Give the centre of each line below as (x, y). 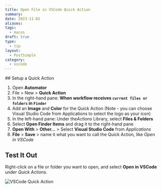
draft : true (17, 37)
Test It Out (21, 155)
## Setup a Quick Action (30, 78)
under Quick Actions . (26, 172)
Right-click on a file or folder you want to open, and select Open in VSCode (81, 166)
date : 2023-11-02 (23, 19)
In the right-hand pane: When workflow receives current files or (80, 98)
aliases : (14, 23)
